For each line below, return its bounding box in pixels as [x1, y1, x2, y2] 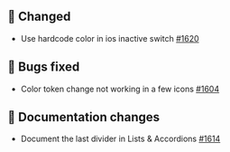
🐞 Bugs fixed [7, 60, 80, 75]
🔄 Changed [7, 9, 71, 24]
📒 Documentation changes [7, 109, 161, 125]
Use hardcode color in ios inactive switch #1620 [20, 33, 199, 43]
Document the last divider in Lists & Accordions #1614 [20, 133, 221, 145]
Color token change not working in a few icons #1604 [20, 83, 220, 94]
